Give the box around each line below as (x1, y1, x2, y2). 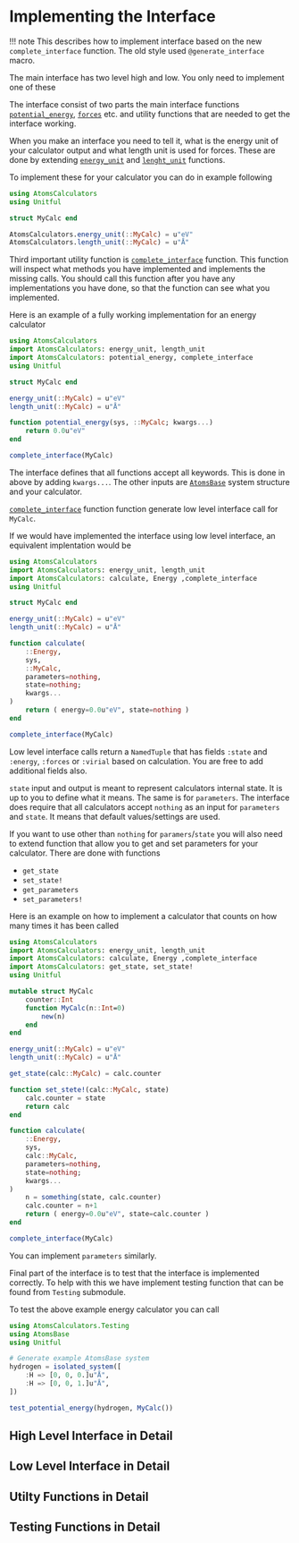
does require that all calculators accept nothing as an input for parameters (9, 801, 280, 812)
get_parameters (21, 885, 79, 894)
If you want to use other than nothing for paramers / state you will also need (9, 828, 283, 839)
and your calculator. (9, 486, 83, 497)
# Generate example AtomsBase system (9, 1354, 150, 1363)
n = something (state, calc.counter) (25, 1193, 162, 1202)
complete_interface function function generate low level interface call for (9, 503, 278, 514)
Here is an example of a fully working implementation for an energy (9, 310, 257, 320)
